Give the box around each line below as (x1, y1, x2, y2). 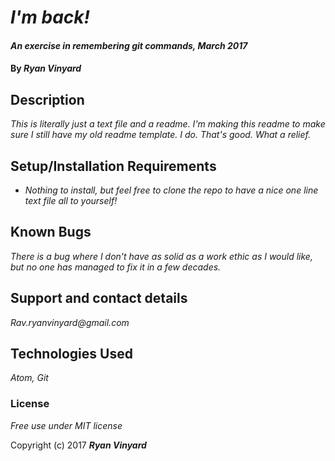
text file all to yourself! (24, 195, 118, 206)
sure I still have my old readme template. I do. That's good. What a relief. (10, 129, 312, 141)
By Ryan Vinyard (10, 62, 82, 75)
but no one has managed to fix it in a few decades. (10, 261, 222, 273)
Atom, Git (10, 372, 49, 384)
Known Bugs (10, 224, 92, 241)
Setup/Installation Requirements (10, 157, 217, 175)
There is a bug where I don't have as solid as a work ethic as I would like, (10, 250, 313, 262)
